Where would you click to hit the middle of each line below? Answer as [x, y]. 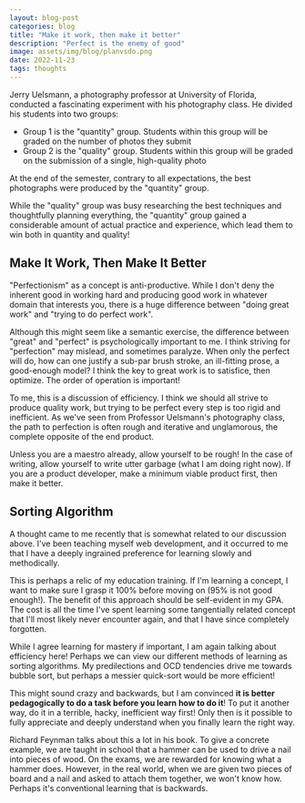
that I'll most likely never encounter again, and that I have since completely [149, 619]
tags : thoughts [38, 69]
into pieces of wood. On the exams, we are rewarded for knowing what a [146, 759]
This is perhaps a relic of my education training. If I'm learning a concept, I [149, 580]
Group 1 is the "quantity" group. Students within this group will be [145, 131]
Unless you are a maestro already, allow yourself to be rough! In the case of [151, 454]
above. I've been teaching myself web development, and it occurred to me [149, 544]
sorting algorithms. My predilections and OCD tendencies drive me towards [151, 666]
